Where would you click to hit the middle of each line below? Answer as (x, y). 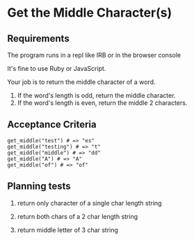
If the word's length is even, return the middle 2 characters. (102, 103)
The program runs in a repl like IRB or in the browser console (94, 55)
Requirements (38, 39)
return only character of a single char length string (89, 203)
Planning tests (39, 186)
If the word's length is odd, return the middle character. (96, 95)
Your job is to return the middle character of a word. (81, 82)
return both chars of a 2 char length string (78, 216)
